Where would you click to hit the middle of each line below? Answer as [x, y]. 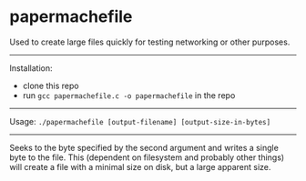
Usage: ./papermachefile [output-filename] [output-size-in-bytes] [140, 121]
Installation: [31, 68]
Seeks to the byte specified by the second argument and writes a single [144, 147]
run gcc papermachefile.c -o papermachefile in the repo [129, 95]
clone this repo [51, 85]
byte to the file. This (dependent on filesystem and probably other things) [147, 157]
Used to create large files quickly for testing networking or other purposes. [150, 42]
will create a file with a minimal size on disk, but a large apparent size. [140, 166]
